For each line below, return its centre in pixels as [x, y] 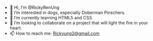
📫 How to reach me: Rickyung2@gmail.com [55, 33]
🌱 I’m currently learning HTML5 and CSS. [51, 18]
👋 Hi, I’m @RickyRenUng [35, 7]
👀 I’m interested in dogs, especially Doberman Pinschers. [68, 13]
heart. [16, 28]
